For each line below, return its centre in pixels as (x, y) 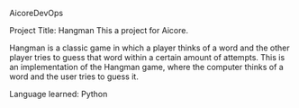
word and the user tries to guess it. (74, 76)
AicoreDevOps (36, 13)
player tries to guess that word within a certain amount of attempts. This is (147, 57)
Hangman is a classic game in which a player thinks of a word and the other (149, 48)
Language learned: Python (59, 94)
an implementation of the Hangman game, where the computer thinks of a (146, 67)
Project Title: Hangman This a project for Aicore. (99, 30)
